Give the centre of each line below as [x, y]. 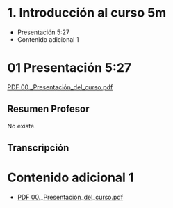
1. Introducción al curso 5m [87, 13]
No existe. [22, 126]
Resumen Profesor [48, 109]
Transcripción [38, 148]
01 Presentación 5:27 [69, 68]
